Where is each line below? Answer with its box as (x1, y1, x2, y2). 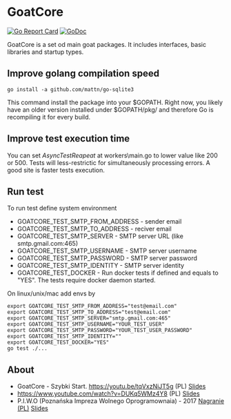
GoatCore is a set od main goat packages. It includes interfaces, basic (7, 40, 207, 48)
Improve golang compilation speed (7, 68, 160, 79)
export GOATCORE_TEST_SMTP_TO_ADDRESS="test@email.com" (7, 309, 171, 316)
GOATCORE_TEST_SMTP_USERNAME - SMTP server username (17, 246, 197, 255)
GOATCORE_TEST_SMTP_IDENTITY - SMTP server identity (17, 262, 185, 270)
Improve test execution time (7, 133, 130, 145)
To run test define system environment (7, 204, 117, 213)
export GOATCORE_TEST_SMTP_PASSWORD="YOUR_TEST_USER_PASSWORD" (7, 327, 193, 334)
